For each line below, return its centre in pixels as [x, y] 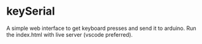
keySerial [31, 11]
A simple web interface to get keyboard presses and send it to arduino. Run [102, 28]
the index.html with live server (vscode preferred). [69, 34]
